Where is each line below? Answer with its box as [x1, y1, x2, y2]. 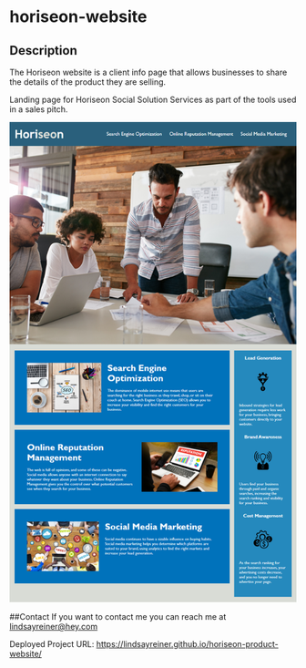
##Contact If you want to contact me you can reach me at [9, 611, 227, 622]
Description [9, 43, 77, 58]
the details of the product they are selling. [9, 77, 167, 87]
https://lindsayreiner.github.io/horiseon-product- [96, 639, 280, 650]
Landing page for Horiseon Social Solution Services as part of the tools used [9, 94, 297, 105]
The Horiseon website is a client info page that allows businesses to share [9, 67, 288, 77]
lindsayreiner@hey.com [9, 622, 98, 632]
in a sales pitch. [9, 104, 68, 115]
